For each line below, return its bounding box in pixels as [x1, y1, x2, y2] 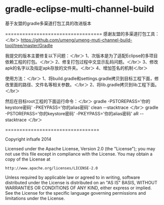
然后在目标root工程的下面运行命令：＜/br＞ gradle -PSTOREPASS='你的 [5, 98, 151, 104]
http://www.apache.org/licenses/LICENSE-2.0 [5, 166, 98, 171]
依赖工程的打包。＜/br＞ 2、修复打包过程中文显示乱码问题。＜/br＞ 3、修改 [5, 59, 159, 65]
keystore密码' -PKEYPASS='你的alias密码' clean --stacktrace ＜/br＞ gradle [5, 104, 159, 110]
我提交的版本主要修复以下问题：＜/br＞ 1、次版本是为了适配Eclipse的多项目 [5, 53, 158, 59]
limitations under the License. [5, 195, 65, 201]
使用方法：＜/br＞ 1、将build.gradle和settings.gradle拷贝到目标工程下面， [5, 75, 155, 81]
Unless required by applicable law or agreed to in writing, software [5, 174, 140, 180]
